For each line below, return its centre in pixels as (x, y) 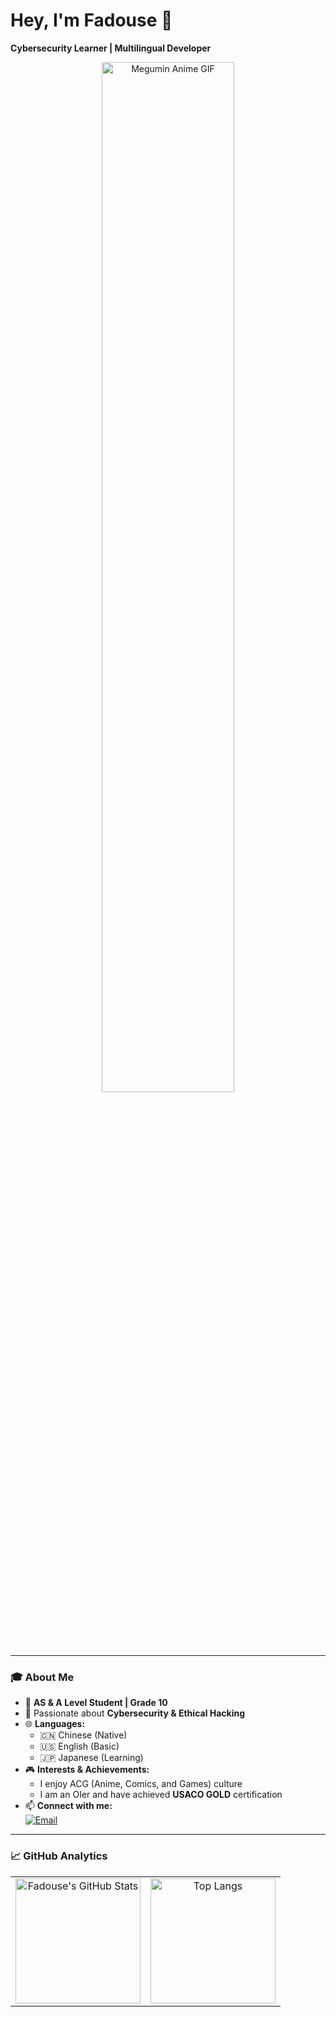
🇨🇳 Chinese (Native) (83, 1735)
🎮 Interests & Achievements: (87, 1770)
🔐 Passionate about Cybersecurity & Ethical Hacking (135, 1713)
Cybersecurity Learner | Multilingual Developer (111, 48)
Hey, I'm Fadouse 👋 (91, 20)
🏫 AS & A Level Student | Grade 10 (96, 1703)
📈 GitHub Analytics (59, 1856)
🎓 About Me (42, 1677)
